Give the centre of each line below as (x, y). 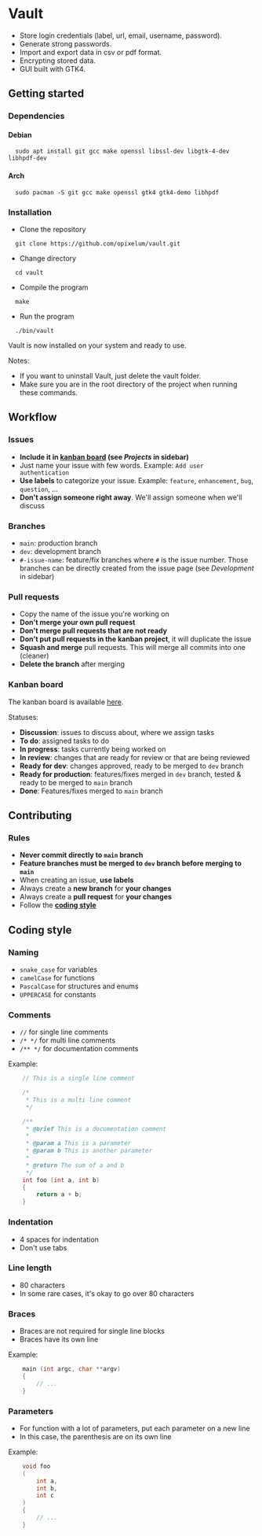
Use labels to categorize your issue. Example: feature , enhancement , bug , (136, 480)
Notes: (19, 360)
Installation (30, 212)
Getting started (46, 94)
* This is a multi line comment (78, 1100)
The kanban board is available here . (66, 702)
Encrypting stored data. (58, 61)
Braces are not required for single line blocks (92, 1331)
